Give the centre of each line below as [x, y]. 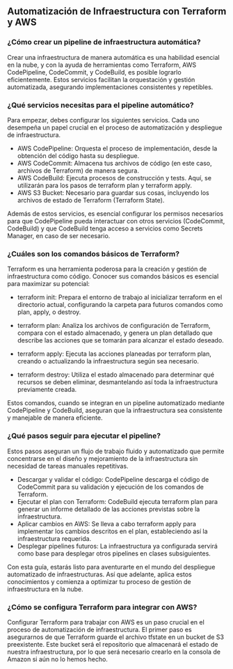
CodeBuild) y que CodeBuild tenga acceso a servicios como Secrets [105, 228]
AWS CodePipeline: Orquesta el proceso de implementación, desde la [117, 148]
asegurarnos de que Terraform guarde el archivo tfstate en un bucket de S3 [116, 637]
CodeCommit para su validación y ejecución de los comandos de [110, 487]
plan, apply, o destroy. [49, 312]
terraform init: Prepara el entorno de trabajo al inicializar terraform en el [120, 297]
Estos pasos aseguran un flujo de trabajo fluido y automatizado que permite [116, 451]
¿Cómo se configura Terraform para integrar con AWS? [102, 607]
